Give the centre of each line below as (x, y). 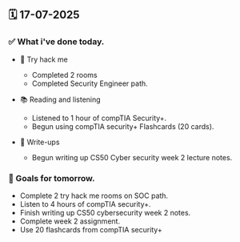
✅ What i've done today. (56, 42)
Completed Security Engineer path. (90, 83)
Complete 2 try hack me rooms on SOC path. (94, 196)
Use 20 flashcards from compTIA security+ (91, 229)
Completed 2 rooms (64, 75)
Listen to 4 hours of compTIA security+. (85, 204)
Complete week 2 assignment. (70, 221)
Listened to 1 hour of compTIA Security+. (99, 118)
